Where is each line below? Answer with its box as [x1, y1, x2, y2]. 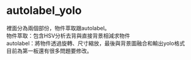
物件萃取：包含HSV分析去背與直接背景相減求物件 [6, 32, 130, 39]
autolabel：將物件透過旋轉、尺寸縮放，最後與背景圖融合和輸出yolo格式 [6, 39, 185, 47]
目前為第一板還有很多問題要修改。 [6, 47, 92, 55]
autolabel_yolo [6, 4, 82, 18]
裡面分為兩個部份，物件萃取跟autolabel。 [6, 24, 110, 32]
